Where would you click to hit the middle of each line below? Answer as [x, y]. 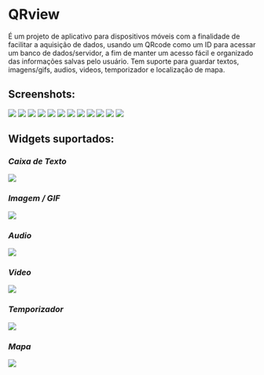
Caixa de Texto [37, 161]
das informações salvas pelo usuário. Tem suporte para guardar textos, [124, 61]
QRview [34, 15]
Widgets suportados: [61, 139]
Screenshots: [42, 95]
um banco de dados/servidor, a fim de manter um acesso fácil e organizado [131, 53]
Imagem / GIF [34, 198]
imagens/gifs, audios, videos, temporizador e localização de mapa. [117, 69]
